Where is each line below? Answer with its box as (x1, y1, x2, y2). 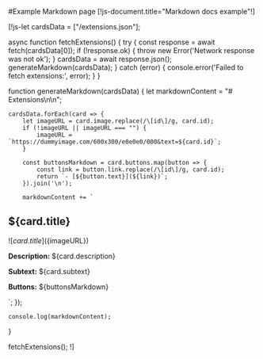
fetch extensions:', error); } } (8, 71, 101, 80)
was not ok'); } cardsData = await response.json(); (8, 55, 173, 63)
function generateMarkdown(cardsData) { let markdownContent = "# (8, 86, 233, 96)
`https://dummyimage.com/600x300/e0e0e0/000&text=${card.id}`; (8, 138, 222, 146)
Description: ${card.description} (8, 251, 116, 261)
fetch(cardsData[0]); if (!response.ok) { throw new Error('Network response (8, 46, 255, 55)
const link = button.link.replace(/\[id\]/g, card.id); (36, 166, 225, 174)
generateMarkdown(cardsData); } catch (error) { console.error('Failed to (8, 63, 244, 72)
